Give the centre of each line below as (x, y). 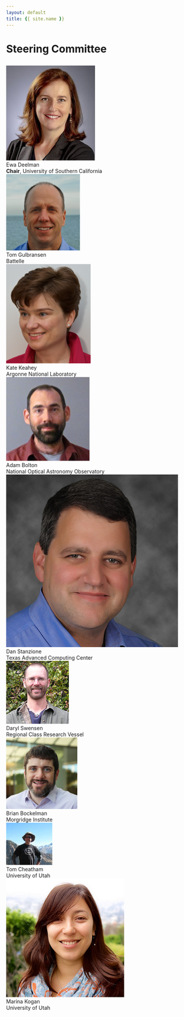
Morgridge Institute (29, 819)
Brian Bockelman (27, 813)
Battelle (15, 261)
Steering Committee (57, 49)
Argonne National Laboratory (41, 374)
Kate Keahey (22, 367)
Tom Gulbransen (26, 254)
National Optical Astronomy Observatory (55, 471)
